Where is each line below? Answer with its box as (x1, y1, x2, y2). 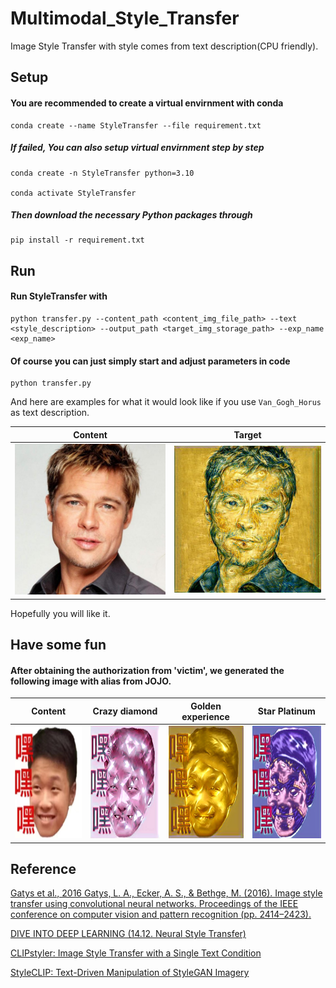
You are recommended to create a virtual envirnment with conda (10, 97, 284, 109)
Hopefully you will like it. (10, 607, 111, 619)
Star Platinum (257, 705, 316, 717)
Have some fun (10, 637, 107, 654)
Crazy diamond (92, 705, 158, 717)
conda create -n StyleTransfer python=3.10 (10, 168, 195, 178)
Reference (10, 860, 77, 877)
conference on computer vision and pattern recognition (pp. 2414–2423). (10, 908, 312, 921)
